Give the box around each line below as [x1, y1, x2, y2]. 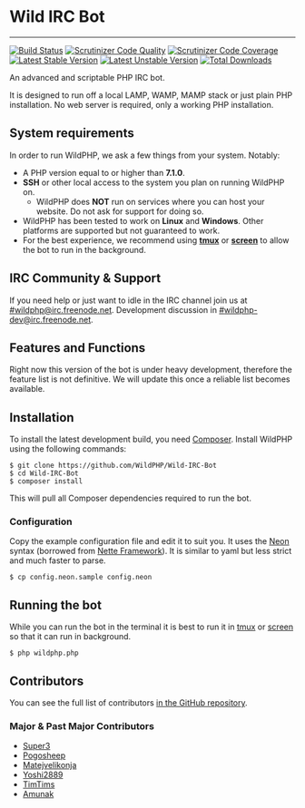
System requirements [9, 125, 134, 141]
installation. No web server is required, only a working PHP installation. [9, 99, 274, 110]
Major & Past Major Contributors [9, 720, 154, 733]
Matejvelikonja [22, 760, 77, 771]
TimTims [22, 779, 55, 790]
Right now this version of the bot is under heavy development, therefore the [9, 365, 293, 375]
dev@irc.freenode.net [9, 314, 92, 325]
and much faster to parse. [9, 555, 106, 566]
